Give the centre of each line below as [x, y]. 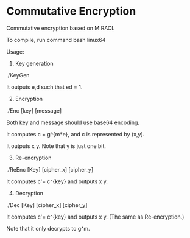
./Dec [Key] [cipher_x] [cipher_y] [47, 205]
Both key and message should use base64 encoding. [73, 122]
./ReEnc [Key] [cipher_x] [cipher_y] [50, 169]
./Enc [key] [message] [34, 110]
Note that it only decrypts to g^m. [48, 228]
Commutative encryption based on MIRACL [61, 28]
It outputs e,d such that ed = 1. [44, 87]
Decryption [29, 193]
